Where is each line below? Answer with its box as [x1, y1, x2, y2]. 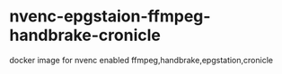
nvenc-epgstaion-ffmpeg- [9, 6, 211, 27]
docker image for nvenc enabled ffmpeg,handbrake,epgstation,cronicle [9, 54, 274, 65]
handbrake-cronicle [9, 25, 162, 45]
